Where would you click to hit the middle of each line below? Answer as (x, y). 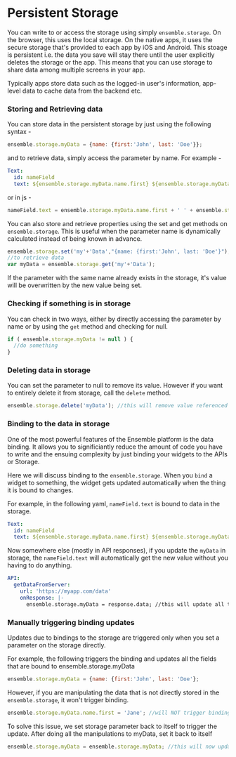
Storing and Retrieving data (55, 109)
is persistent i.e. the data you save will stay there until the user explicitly (111, 55)
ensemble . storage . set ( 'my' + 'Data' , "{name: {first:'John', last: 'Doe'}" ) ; (119, 251)
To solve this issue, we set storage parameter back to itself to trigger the (112, 726)
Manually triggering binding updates (71, 622)
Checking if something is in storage (69, 303)
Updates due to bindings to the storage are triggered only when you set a (113, 638)
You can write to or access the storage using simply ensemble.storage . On (114, 32)
